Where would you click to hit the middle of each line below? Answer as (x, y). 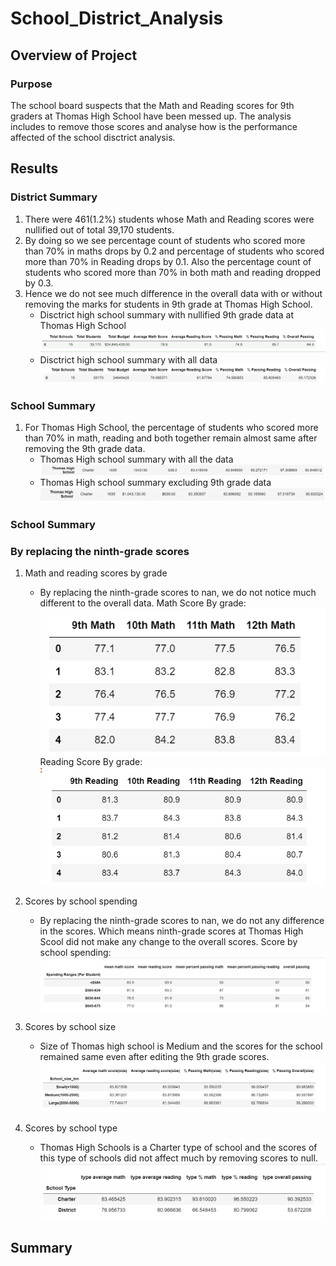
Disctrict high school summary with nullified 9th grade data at (166, 314)
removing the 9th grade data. (85, 449)
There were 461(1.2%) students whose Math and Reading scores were (169, 219)
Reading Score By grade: (91, 762)
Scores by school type (71, 1128)
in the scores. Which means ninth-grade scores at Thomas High (171, 931)
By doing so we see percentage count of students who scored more (165, 240)
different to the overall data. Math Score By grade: (143, 603)
